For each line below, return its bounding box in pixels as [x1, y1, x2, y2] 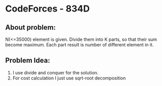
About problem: [5, 23, 56, 32]
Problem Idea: [5, 56, 51, 65]
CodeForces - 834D [5, 3, 90, 15]
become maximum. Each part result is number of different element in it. [5, 42, 154, 48]
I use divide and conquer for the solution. [12, 69, 99, 75]
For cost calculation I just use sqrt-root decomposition [12, 75, 126, 81]
